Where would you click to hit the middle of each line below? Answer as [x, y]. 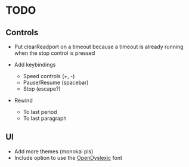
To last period [40, 112]
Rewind [24, 100]
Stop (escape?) [42, 89]
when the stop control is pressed [55, 53]
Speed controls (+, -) [49, 76]
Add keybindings [35, 64]
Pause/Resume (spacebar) [56, 82]
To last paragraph [45, 118]
